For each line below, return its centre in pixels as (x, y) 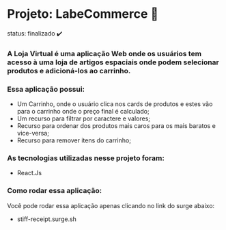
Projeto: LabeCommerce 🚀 (83, 14)
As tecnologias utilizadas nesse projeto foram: (86, 158)
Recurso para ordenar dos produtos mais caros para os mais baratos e (116, 126)
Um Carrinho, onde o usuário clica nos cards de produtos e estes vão (115, 104)
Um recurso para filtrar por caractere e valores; (84, 118)
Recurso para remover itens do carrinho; (74, 140)
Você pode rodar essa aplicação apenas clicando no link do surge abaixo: (111, 205)
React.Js (29, 173)
